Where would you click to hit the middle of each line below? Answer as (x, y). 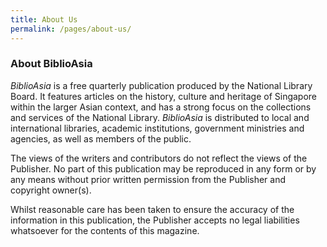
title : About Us (44, 19)
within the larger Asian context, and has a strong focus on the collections (161, 107)
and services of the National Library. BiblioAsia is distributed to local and (160, 117)
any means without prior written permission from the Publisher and (148, 179)
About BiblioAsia (51, 64)
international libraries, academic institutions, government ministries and (157, 128)
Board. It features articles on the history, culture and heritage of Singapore (164, 96)
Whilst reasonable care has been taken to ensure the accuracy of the (152, 209)
